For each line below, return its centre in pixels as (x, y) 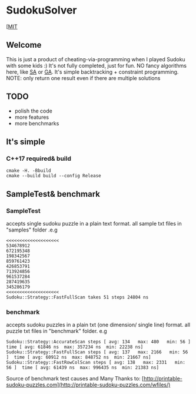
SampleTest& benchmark (53, 194)
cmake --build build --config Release (54, 176)
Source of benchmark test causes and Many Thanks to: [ (75, 379)
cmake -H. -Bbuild (29, 171)
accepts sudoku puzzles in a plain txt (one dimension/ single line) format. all (98, 325)
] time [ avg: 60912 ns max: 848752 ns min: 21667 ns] (79, 357)
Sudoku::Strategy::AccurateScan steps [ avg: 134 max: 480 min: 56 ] (99, 342)
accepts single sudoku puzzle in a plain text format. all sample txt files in (94, 223)
